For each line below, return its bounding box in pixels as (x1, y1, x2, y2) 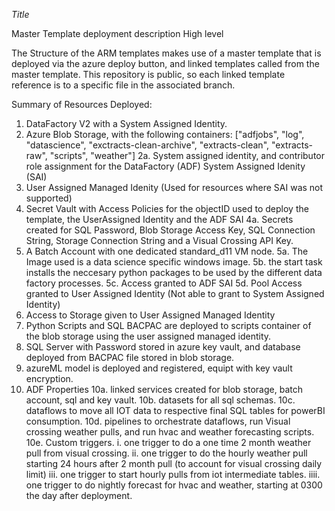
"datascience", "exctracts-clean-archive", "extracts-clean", (25, 139, 270, 151)
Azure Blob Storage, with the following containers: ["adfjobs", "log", (25, 129, 305, 140)
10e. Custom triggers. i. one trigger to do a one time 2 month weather (25, 437, 312, 448)
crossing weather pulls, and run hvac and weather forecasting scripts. (25, 426, 315, 438)
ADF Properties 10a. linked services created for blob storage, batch (25, 384, 303, 395)
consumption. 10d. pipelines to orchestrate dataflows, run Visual (25, 415, 291, 427)
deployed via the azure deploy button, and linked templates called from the (11, 58, 320, 69)
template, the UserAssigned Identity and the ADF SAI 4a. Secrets (25, 214, 294, 225)
